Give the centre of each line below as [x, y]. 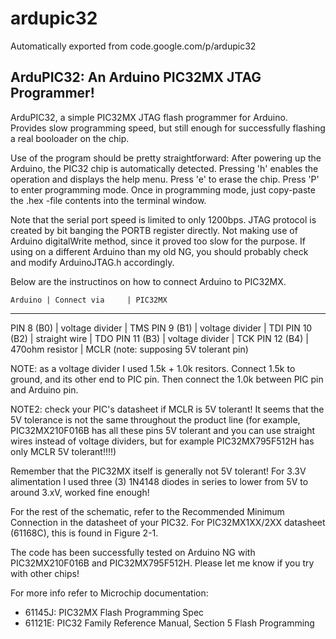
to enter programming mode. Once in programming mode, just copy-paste [163, 189]
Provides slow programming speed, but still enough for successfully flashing [168, 128]
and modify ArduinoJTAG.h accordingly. [92, 262]
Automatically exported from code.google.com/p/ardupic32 [133, 46]
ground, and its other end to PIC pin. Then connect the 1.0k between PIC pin [167, 379]
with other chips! [45, 573]
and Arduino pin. [44, 389]
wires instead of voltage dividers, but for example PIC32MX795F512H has [162, 441]
